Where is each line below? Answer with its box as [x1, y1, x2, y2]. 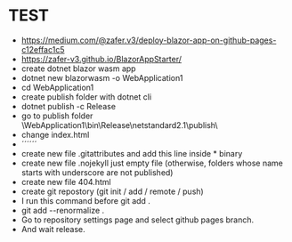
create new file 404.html [20, 176, 112, 187]
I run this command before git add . [20, 195, 150, 206]
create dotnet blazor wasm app [20, 63, 136, 74]
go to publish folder [20, 110, 93, 121]
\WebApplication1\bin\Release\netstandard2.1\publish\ [20, 119, 219, 130]
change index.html [20, 129, 90, 140]
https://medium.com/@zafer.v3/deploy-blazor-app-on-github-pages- [20, 35, 277, 45]
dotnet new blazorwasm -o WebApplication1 [20, 72, 183, 83]
